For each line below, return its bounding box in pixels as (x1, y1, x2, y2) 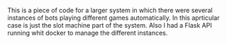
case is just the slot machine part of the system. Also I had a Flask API (7, 21, 212, 29)
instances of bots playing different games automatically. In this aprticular (7, 13, 220, 22)
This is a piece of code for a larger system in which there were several (7, 6, 213, 14)
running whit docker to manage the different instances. (7, 28, 168, 37)
